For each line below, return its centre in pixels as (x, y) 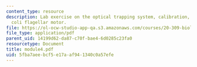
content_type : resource (35, 11)
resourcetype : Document (35, 44)
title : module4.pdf (30, 50)
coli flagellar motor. (39, 22)
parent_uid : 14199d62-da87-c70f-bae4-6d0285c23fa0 (69, 38)
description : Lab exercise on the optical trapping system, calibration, (98, 17)
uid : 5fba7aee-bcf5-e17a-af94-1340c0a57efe (60, 55)
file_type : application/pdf (40, 33)
